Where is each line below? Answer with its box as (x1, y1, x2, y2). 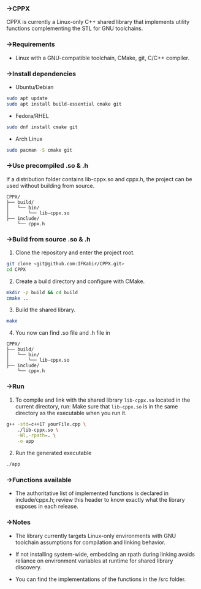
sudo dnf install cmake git (6, 124, 78, 130)
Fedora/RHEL (15, 112, 49, 119)
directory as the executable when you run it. (15, 409, 127, 416)
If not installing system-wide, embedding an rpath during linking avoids (15, 550, 195, 558)
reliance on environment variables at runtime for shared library (15, 557, 173, 564)
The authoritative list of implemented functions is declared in (15, 490, 169, 497)
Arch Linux (15, 135, 43, 142)
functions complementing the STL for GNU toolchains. (6, 25, 143, 32)
